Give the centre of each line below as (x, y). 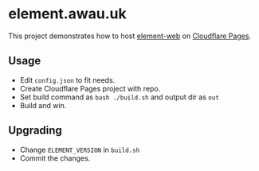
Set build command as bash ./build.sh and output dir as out (119, 97)
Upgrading (35, 131)
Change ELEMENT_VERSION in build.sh (80, 150)
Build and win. (43, 105)
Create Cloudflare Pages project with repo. (90, 88)
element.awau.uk (67, 14)
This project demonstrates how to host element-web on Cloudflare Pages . (130, 36)
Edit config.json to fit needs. (67, 80)
